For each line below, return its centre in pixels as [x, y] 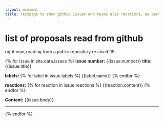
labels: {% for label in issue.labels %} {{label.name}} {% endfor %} [72, 76]
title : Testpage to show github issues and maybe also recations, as [77, 14]
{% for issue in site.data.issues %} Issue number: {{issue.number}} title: [79, 61]
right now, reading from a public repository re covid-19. [61, 52]
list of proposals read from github [74, 38]
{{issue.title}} [18, 66]
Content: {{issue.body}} [30, 100]
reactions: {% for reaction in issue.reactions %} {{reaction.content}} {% [78, 85]
